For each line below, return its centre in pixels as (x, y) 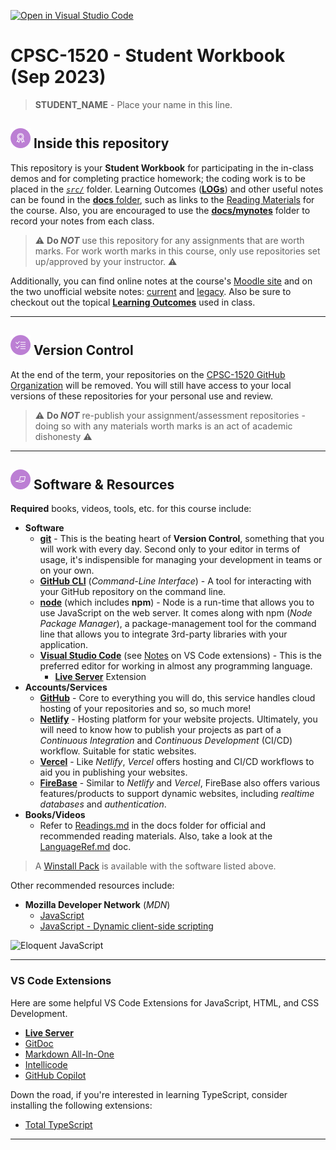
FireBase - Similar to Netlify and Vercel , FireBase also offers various (180, 783)
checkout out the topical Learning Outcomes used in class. (133, 302)
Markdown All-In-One (69, 1054)
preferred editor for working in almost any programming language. (176, 666)
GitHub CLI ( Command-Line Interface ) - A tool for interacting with (175, 581)
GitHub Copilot (55, 1075)
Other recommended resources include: (92, 886)
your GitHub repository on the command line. (133, 592)
